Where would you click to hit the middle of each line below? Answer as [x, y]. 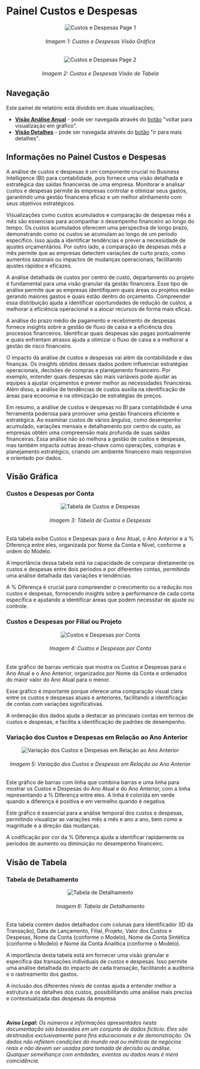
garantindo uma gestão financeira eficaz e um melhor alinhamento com [94, 197]
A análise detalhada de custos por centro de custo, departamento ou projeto [100, 277]
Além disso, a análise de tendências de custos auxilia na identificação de [96, 389]
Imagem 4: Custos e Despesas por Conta [100, 649]
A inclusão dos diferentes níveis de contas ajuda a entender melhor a [91, 986]
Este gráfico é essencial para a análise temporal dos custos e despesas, [95, 813]
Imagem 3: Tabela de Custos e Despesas [100, 520]
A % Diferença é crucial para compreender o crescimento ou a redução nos [99, 587]
